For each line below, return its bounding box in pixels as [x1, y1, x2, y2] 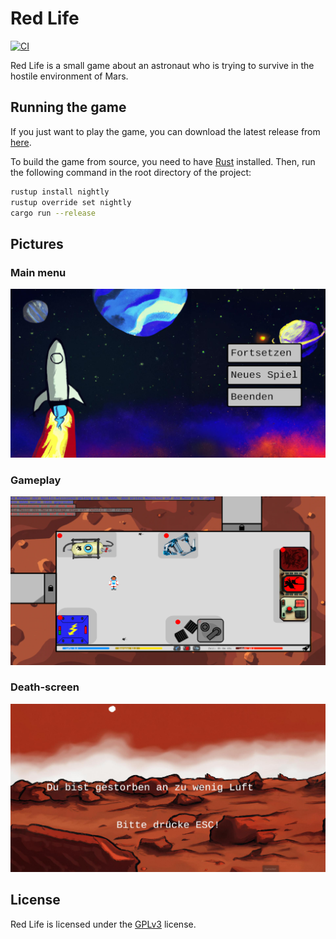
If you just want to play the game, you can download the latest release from [10, 125, 321, 137]
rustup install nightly [10, 187, 110, 197]
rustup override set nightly [10, 197, 132, 207]
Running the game [10, 99, 127, 116]
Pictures [10, 235, 64, 252]
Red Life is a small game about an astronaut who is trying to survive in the [10, 59, 315, 71]
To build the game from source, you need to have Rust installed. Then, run [10, 155, 316, 167]
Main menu [10, 265, 67, 279]
